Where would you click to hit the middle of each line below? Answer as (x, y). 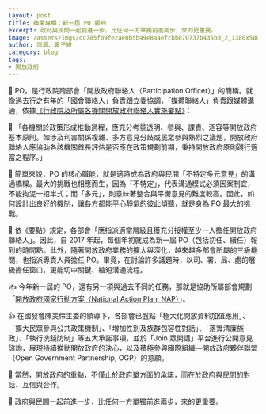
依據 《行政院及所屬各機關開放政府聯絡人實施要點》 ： (107, 110)
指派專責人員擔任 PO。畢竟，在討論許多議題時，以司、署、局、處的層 (142, 260)
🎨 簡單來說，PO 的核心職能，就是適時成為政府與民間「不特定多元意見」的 (128, 173)
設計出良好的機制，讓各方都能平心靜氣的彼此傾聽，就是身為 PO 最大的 (129, 203)
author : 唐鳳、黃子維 (40, 45)
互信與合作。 (43, 384)
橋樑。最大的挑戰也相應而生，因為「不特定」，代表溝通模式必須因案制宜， (135, 184)
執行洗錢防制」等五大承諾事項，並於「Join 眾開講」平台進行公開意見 (141, 338)
